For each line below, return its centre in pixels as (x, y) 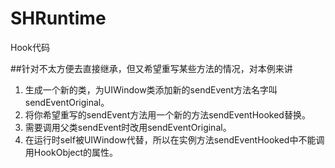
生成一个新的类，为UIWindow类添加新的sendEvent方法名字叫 (151, 89)
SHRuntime (58, 18)
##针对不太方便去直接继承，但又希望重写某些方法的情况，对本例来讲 (151, 68)
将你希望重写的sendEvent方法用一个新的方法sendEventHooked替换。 (167, 114)
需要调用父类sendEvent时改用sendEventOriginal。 (128, 127)
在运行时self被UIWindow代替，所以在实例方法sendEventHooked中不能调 (174, 139)
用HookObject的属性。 (71, 152)
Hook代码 (30, 47)
